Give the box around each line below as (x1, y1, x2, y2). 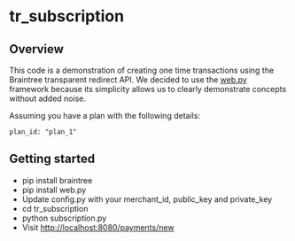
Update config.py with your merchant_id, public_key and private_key (21, 193, 273, 205)
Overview (9, 42, 65, 57)
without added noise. (9, 93, 87, 104)
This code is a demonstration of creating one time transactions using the (9, 65, 275, 75)
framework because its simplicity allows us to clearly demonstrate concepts (9, 84, 287, 94)
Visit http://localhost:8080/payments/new (21, 222, 175, 232)
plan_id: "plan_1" (9, 128, 77, 136)
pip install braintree (21, 175, 93, 185)
